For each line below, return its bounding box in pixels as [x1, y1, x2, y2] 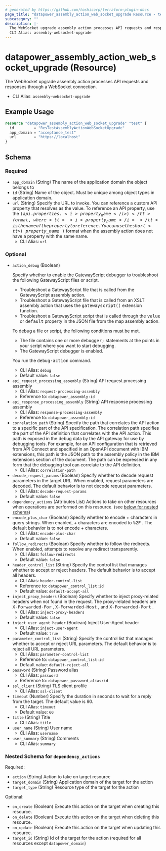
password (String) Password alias [12, 667, 79, 673]
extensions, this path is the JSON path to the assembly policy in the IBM [12, 451, 159, 457]
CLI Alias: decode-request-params [19, 488, 87, 494]
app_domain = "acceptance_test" [9, 130, 77, 135]
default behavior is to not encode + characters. [12, 525, 109, 531]
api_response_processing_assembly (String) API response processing [12, 399, 152, 404]
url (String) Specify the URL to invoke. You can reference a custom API [12, 200, 158, 206]
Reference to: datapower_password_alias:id [19, 677, 109, 683]
